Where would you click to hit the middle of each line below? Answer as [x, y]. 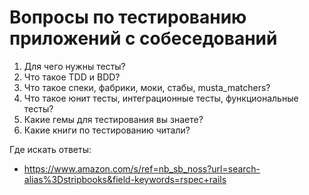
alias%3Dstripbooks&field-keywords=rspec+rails [125, 179]
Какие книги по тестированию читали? [107, 130]
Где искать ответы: [50, 149]
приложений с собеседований [143, 38]
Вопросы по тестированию [128, 17]
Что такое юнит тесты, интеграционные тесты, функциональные [161, 98]
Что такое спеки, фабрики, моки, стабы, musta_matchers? [147, 87]
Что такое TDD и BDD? [72, 77]
